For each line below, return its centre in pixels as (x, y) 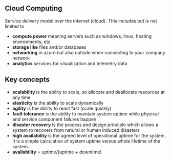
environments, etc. (32, 42)
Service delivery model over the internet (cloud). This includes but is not (81, 21)
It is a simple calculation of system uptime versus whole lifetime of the (86, 141)
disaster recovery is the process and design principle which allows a (85, 125)
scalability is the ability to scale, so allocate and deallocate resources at (88, 92)
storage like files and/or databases (49, 47)
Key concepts (27, 80)
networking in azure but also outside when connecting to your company (89, 52)
